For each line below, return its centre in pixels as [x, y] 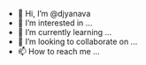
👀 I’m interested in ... [55, 23]
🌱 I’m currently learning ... [65, 32]
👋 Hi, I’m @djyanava [54, 14]
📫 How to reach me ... [58, 51]
